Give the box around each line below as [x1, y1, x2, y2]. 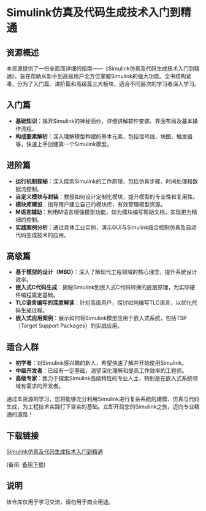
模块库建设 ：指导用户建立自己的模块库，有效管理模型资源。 [15, 200, 166, 208]
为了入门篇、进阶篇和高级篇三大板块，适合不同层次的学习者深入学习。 [22, 80, 200, 87]
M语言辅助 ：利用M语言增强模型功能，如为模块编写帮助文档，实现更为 [15, 208, 192, 216]
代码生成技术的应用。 [15, 231, 69, 238]
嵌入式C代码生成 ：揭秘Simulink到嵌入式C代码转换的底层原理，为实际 [15, 284, 190, 291]
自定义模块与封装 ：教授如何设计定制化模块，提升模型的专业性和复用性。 [15, 193, 198, 200]
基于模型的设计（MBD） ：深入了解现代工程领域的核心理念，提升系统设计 [15, 268, 197, 276]
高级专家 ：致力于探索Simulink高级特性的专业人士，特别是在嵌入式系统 [15, 375, 193, 382]
